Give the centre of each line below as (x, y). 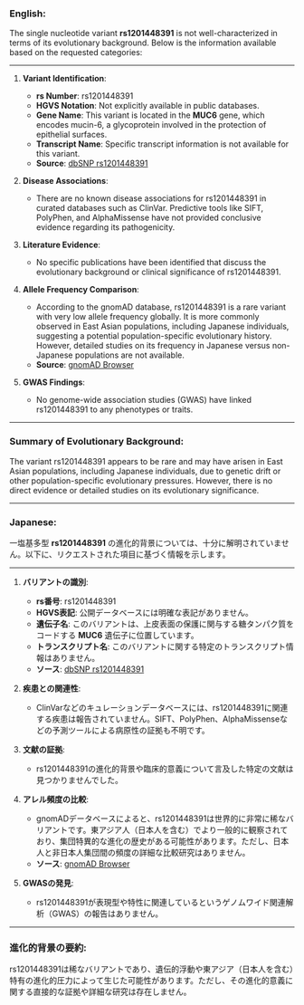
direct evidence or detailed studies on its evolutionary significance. (134, 490)
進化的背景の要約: (48, 947)
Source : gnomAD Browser (85, 365)
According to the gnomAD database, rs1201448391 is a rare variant (161, 307)
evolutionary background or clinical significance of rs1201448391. (159, 272)
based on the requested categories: (76, 53)
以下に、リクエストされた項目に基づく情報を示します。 (128, 554)
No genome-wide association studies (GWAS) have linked (143, 400)
